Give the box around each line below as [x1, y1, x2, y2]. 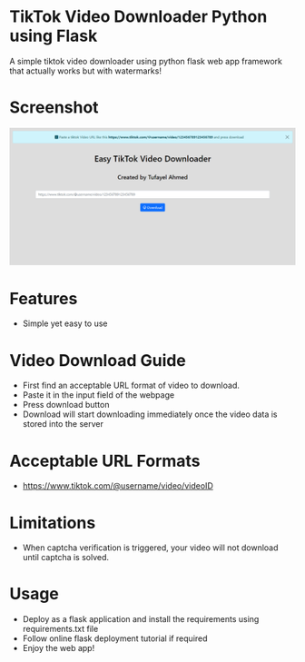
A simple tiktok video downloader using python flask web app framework [9, 55, 283, 66]
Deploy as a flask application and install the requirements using [22, 614, 260, 625]
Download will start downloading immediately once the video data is [22, 409, 279, 420]
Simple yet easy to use [22, 318, 108, 329]
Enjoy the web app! [22, 643, 95, 654]
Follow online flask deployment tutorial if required [22, 633, 208, 644]
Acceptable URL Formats [9, 450, 202, 471]
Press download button [22, 400, 110, 410]
